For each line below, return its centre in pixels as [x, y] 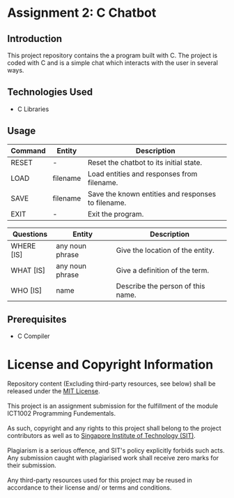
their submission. [32, 465]
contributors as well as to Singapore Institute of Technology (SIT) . [102, 436]
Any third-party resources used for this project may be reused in [100, 481]
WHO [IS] [26, 290]
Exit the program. [116, 214]
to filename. [107, 203]
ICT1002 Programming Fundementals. [62, 413]
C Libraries [33, 109]
